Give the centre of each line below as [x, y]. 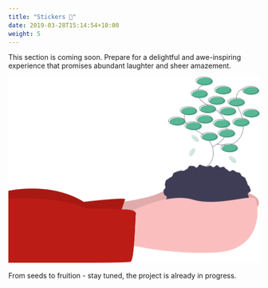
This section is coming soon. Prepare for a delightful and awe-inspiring [125, 57]
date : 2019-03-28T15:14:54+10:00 [64, 25]
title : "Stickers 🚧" [43, 17]
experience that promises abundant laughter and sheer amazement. [120, 66]
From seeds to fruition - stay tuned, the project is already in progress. [122, 275]
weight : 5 [25, 34]
